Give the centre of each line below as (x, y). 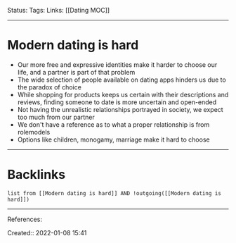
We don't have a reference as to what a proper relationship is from (113, 124)
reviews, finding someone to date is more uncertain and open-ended (117, 102)
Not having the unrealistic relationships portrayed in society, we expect (120, 109)
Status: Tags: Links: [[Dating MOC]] (59, 10)
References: (25, 219)
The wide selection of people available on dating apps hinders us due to (122, 80)
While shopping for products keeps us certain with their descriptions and (123, 94)
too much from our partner (56, 117)
